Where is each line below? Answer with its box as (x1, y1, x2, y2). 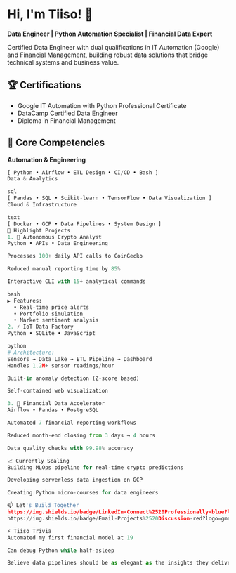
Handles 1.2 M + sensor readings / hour (7, 362, 114, 369)
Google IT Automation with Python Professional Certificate (17, 101, 187, 110)
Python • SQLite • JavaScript (7, 330, 96, 337)
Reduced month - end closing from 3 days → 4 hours (7, 432, 156, 439)
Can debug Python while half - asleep (7, 547, 114, 554)
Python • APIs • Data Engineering (7, 240, 109, 247)
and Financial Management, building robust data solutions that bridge (7, 51, 209, 59)
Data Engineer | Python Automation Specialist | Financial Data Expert (7, 29, 213, 38)
